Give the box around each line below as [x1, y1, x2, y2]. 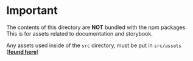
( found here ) [6, 48, 39, 55]
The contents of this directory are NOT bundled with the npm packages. [6, 24, 188, 31]
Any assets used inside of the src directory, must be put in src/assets [6, 42, 181, 49]
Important [6, 4, 58, 18]
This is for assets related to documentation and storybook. [6, 30, 153, 37]
